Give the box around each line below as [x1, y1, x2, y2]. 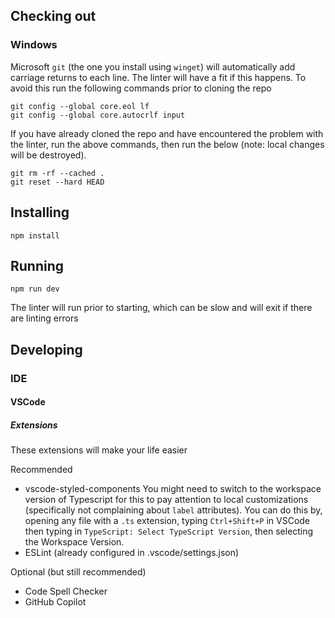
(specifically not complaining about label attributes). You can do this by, [24, 504, 323, 516]
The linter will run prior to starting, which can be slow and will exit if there [10, 302, 313, 314]
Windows [10, 38, 58, 52]
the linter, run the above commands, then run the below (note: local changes [10, 138, 325, 150]
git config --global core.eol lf [10, 101, 150, 111]
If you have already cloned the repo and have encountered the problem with [10, 127, 324, 139]
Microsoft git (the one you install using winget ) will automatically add [10, 60, 296, 73]
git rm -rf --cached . [10, 168, 105, 178]
